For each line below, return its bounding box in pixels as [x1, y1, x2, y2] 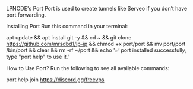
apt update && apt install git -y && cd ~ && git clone [6, 34, 132, 41]
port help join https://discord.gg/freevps [6, 76, 105, 83]
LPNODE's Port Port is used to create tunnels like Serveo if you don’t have [6, 5, 188, 12]
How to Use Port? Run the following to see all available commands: [6, 65, 170, 71]
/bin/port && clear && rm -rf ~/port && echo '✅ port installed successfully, [6, 47, 186, 54]
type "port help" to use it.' [6, 53, 69, 60]
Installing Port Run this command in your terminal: [6, 23, 128, 29]
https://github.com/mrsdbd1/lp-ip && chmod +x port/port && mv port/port [6, 41, 186, 47]
